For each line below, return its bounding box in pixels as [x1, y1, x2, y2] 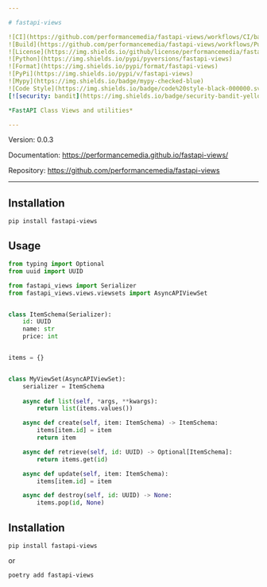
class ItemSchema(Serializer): [8, 311, 112, 319]
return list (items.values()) [37, 404, 133, 413]
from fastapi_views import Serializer [8, 281, 137, 290]
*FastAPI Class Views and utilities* [8, 106, 133, 114]
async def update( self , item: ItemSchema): [22, 469, 169, 477]
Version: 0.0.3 [8, 135, 54, 145]
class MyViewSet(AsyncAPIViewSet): [8, 375, 126, 383]
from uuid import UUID [8, 267, 83, 275]
